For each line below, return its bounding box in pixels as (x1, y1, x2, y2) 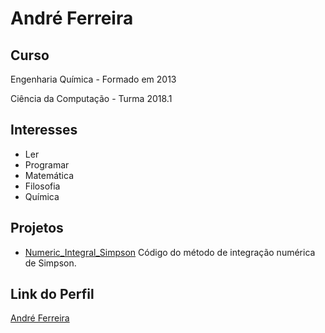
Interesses (10, 122, 78, 139)
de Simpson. (24, 257, 77, 269)
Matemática (24, 169, 75, 181)
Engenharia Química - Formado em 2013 (10, 73, 177, 85)
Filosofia (24, 180, 61, 192)
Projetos (10, 220, 64, 237)
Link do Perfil (10, 286, 95, 303)
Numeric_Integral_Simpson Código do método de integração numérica (24, 246, 316, 258)
